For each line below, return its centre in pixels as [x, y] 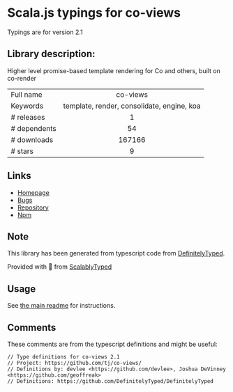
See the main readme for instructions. [61, 306]
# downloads [32, 139]
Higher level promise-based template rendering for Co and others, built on [114, 70]
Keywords [27, 106]
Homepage [33, 192]
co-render [22, 78]
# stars [22, 151]
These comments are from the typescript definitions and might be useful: [112, 344]
